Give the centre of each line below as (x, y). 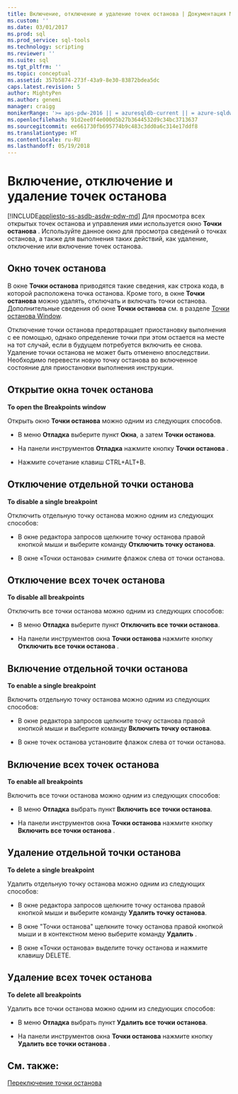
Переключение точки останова (55, 1083)
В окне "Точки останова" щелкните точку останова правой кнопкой (120, 926)
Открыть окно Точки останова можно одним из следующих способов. (115, 421)
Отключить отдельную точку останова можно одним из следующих (110, 515)
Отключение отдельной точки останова (101, 484)
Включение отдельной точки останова (98, 669)
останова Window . (35, 316)
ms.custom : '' (28, 21)
